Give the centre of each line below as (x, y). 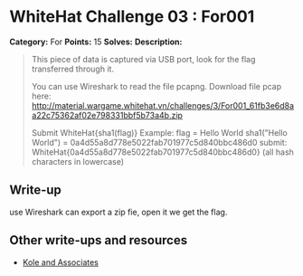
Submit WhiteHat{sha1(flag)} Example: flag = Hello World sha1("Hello (159, 132)
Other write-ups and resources (99, 240)
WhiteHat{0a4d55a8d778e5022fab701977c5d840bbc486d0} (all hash (162, 152)
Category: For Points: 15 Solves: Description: (96, 42)
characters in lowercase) (78, 161)
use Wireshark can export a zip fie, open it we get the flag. (118, 212)
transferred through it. (73, 69)
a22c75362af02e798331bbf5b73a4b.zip (107, 115)
